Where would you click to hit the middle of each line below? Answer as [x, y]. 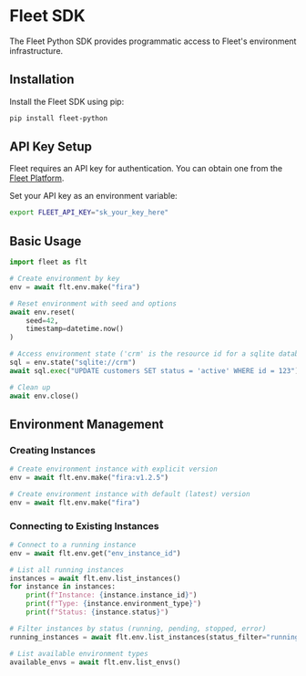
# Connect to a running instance [73, 545]
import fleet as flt [49, 262]
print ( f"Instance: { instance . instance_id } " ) [112, 595]
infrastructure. [36, 50]
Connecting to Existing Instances [84, 525]
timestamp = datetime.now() [75, 329]
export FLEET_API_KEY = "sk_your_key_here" [89, 213]
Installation [42, 80]
